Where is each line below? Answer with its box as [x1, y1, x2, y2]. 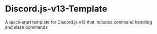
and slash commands [5, 24, 48, 30]
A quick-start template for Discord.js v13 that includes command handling [5, 19, 152, 25]
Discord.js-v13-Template [5, 3, 107, 14]
